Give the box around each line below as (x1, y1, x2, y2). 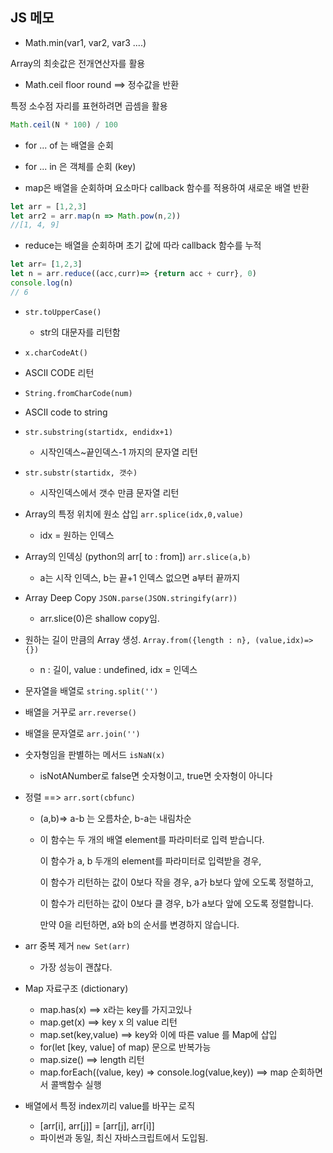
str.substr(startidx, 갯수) (24, 468, 138, 478)
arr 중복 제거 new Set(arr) (24, 939, 131, 952)
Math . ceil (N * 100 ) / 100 (10, 119, 118, 130)
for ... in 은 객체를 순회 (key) (24, 160, 137, 172)
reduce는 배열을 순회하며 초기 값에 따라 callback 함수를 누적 (24, 239, 262, 252)
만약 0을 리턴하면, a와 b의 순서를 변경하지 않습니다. (39, 918, 240, 930)
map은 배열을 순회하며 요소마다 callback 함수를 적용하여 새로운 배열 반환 (24, 181, 310, 193)
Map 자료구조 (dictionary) (24, 982, 129, 994)
